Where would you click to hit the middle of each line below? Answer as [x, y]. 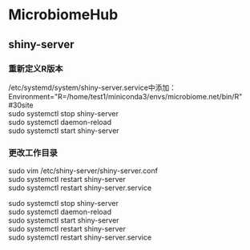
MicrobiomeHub [63, 15]
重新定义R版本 [36, 68]
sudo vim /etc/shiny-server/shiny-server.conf [83, 171]
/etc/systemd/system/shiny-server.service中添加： [92, 87]
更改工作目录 [33, 152]
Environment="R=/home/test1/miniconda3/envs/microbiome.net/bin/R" [125, 96]
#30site [21, 105]
